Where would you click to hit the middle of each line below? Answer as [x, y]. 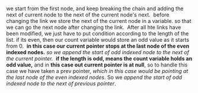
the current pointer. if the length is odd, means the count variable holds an [99, 59]
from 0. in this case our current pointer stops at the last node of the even [98, 46]
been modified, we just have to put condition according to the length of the [98, 34]
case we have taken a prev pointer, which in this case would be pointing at [97, 71]
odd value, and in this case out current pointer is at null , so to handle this [97, 65]
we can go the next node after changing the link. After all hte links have [94, 27]
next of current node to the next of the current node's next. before [88, 15]
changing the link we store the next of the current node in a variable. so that [99, 21]
